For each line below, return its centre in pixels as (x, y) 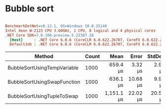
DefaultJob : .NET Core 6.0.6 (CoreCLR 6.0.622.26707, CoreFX (75, 44)
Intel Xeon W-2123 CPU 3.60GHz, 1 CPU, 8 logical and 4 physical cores (80, 31)
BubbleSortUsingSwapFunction (44, 82)
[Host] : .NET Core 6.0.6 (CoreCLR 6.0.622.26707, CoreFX (75, 40)
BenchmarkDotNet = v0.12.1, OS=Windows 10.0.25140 (56, 26)
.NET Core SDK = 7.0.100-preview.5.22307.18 (49, 35)
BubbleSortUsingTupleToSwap (43, 96)
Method (44, 56)
